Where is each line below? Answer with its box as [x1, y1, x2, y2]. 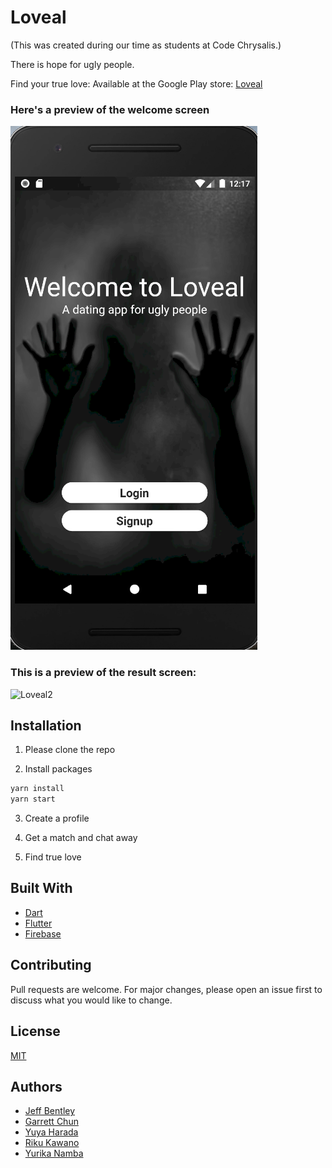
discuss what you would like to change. [10, 994, 173, 1006]
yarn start [10, 794, 56, 805]
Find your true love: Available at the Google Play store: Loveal [10, 77, 263, 90]
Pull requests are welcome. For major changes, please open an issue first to [10, 983, 323, 995]
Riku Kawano [24, 1137, 80, 1149]
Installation [10, 717, 82, 734]
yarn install [10, 784, 65, 794]
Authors [10, 1078, 63, 1095]
